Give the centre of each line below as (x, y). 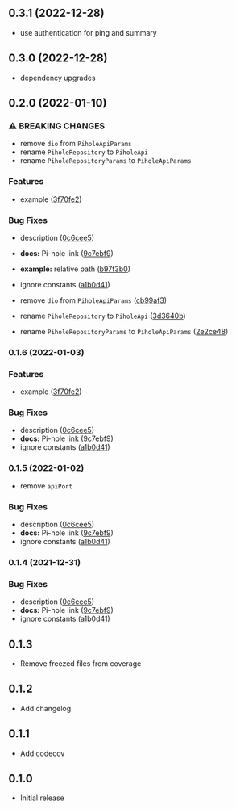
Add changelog (46, 708)
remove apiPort (46, 486)
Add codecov (42, 753)
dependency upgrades (58, 78)
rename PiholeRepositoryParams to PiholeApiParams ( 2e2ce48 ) (124, 331)
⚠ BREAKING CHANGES (57, 126)
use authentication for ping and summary (88, 32)
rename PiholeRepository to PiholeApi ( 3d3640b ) (103, 316)
